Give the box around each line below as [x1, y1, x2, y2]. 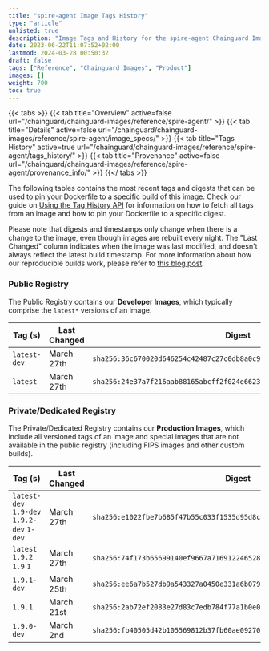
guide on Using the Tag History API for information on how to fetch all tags [8, 200, 254, 210]
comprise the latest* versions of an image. [8, 305, 152, 315]
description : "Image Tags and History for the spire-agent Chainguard [8, 34, 249, 42]
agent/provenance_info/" [8, 168, 90, 177]
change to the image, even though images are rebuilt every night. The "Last [8, 233, 258, 243]
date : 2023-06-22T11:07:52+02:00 [8, 42, 120, 50]
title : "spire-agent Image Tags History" [8, 11, 149, 20]
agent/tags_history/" [8, 151, 76, 160]
